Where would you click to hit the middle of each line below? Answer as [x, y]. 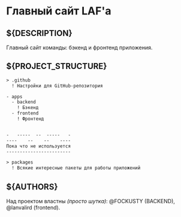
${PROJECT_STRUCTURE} [57, 66]
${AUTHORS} [32, 187]
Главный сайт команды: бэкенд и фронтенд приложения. [79, 47]
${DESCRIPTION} [40, 33]
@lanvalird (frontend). [33, 207]
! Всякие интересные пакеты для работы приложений [76, 168]
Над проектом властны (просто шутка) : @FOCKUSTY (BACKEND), [91, 201]
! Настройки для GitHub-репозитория [57, 86]
